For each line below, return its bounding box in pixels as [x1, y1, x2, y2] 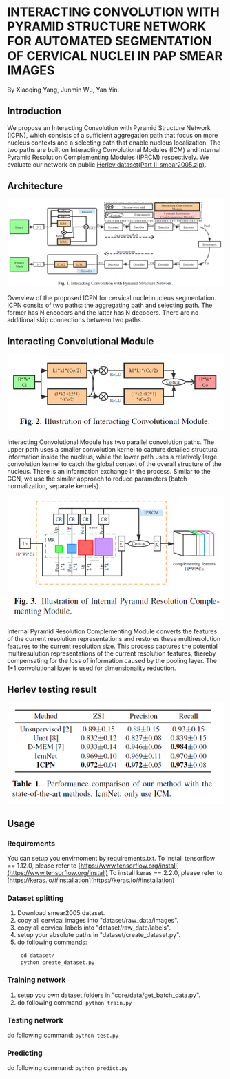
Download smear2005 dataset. [17, 909, 105, 917]
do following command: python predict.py [7, 1064, 128, 1072]
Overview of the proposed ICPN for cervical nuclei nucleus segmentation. [7, 293, 217, 302]
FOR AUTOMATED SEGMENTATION [7, 34, 212, 49]
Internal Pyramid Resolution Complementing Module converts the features [7, 627, 218, 636]
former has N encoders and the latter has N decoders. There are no [7, 308, 199, 317]
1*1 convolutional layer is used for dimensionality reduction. [7, 664, 176, 672]
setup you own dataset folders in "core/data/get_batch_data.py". [17, 991, 201, 999]
